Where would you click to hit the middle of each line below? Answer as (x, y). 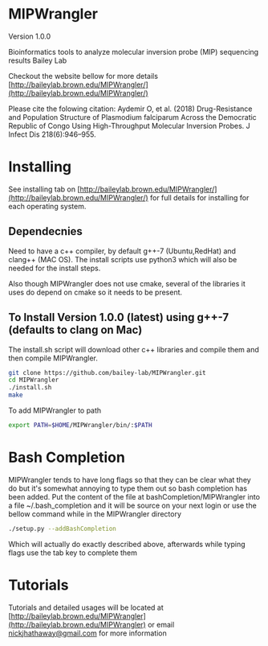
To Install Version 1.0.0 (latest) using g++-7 (119, 317)
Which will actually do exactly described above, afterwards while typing (127, 544)
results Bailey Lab (38, 60)
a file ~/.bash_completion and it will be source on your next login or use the (132, 505)
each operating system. (47, 206)
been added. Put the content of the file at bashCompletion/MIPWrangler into (134, 496)
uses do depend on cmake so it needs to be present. (95, 292)
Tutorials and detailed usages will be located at (86, 607)
